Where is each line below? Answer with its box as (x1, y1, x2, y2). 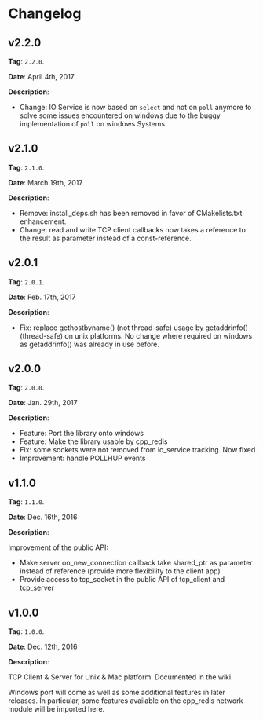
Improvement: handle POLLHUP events (19, 453, 146, 463)
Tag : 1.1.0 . (8, 497, 45, 507)
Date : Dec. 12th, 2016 (8, 642, 78, 652)
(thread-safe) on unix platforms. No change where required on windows (19, 331, 253, 340)
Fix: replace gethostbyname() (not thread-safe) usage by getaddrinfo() (19, 323, 249, 332)
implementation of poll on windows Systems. (19, 119, 167, 128)
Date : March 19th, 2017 (8, 178, 83, 187)
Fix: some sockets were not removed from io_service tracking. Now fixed (19, 445, 256, 455)
